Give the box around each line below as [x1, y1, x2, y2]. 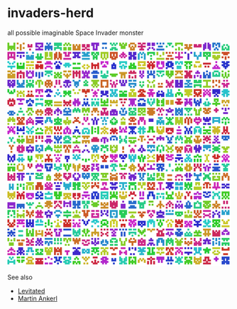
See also [7, 273, 33, 281]
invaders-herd [7, 5, 94, 21]
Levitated [17, 286, 45, 295]
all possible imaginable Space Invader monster [7, 28, 144, 37]
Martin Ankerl [17, 294, 58, 303]
